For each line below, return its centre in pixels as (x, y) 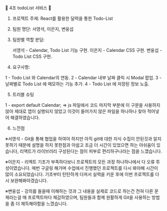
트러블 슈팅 (23, 95)
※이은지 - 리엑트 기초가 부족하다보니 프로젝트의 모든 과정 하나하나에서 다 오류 (80, 162)
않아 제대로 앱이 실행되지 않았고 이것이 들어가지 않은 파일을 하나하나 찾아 (76, 111)
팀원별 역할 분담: (28, 40)
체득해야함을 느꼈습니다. (44, 204)
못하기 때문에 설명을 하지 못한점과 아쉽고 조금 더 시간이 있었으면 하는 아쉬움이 (80, 145)
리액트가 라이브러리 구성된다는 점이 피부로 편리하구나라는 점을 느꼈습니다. (91, 151)
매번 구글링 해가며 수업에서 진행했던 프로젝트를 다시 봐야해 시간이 (95, 168)
